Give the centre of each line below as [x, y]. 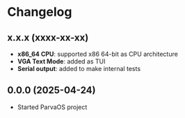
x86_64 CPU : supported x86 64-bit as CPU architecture [98, 54]
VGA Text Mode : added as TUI [61, 61]
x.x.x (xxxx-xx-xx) [48, 38]
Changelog [40, 12]
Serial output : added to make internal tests [79, 69]
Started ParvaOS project [52, 107]
